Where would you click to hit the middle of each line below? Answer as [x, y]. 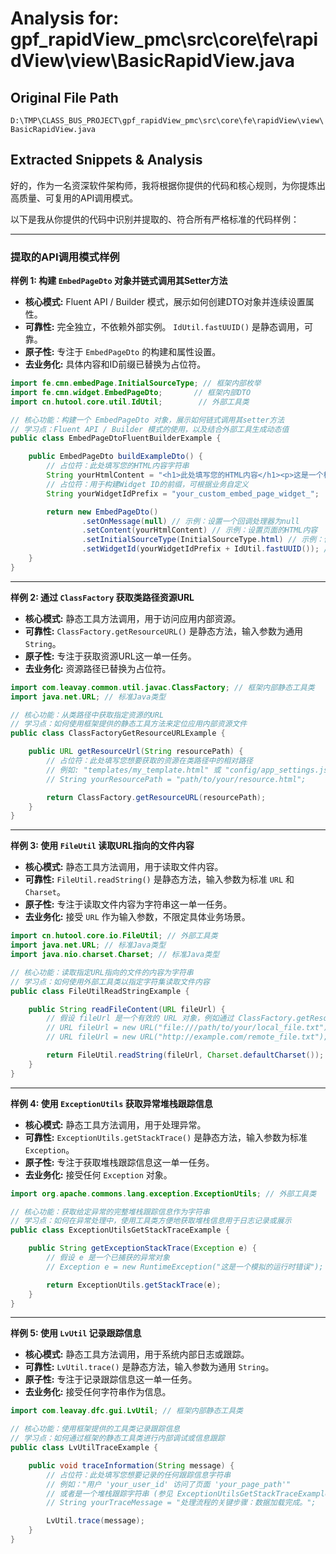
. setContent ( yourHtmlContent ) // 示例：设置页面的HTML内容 [199, 530]
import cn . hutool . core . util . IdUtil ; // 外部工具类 [130, 402]
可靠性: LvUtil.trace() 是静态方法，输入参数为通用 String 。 [149, 1367]
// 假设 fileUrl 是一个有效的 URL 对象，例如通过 [140, 1018]
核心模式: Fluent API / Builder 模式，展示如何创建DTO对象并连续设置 [165, 302]
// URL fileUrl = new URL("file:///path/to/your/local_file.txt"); [189, 1028]
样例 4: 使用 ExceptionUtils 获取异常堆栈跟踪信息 [111, 1103]
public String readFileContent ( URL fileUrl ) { [127, 1009]
